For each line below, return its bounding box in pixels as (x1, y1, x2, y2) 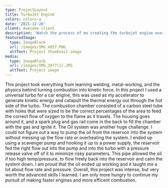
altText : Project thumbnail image (9, 49, 81, 54)
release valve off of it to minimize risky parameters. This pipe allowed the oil (5, 150, 162, 156)
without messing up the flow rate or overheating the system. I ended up (5, 134, 152, 140)
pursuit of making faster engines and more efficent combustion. (5, 177, 136, 183)
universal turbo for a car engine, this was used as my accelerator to (5, 92, 144, 98)
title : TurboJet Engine (5, 12, 55, 17)
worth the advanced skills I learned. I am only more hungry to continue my (5, 172, 158, 177)
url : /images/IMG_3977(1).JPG (9, 63, 72, 68)
